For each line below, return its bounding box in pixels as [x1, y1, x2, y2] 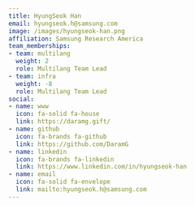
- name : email [8, 170, 57, 178]
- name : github [8, 125, 60, 133]
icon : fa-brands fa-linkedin [15, 155, 115, 163]
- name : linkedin [8, 148, 67, 156]
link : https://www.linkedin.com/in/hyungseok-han [15, 163, 187, 171]
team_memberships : [8, 42, 71, 50]
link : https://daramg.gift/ [15, 118, 111, 126]
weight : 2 [15, 58, 49, 66]
